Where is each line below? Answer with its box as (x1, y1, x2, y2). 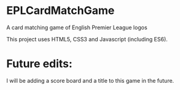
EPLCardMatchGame (6, 4, 115, 18)
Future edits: (6, 57, 72, 71)
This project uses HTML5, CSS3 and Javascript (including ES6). (6, 35, 168, 43)
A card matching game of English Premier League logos (6, 24, 147, 31)
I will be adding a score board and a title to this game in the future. (6, 77, 174, 84)
